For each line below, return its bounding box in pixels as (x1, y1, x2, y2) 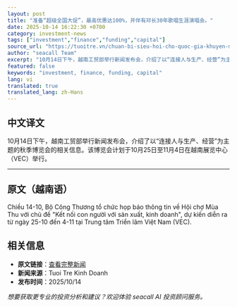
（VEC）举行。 (7, 154, 51, 163)
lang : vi (7, 75, 33, 83)
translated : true (7, 82, 59, 89)
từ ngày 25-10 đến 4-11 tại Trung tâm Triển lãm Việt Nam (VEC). (7, 218, 192, 226)
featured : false (7, 63, 55, 70)
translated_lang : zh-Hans (7, 89, 83, 96)
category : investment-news (7, 30, 87, 37)
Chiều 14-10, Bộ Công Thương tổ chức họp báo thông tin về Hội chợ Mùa (7, 202, 219, 211)
